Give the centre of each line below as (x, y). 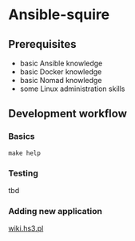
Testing (23, 173)
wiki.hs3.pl (26, 228)
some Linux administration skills (72, 89)
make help (25, 153)
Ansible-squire (59, 15)
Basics (22, 136)
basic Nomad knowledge (61, 80)
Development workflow (68, 114)
